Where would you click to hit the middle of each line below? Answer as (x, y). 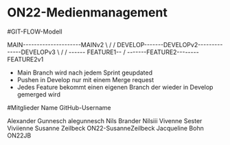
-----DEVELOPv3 (32, 52)
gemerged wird (38, 94)
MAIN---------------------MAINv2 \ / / (61, 44)
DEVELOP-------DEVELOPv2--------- (170, 44)
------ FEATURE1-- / (97, 52)
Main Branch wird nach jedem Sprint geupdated (85, 72)
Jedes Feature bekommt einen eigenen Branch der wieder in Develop (115, 87)
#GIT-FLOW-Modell (35, 31)
